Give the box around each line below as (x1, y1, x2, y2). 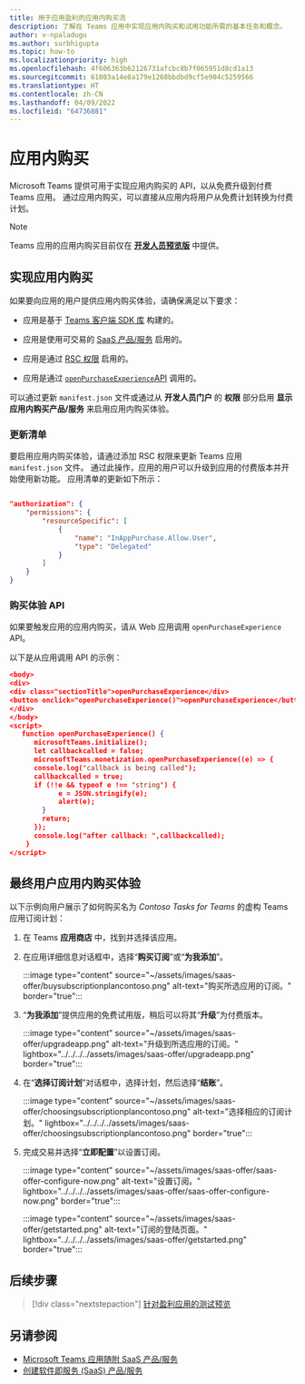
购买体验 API (9, 598, 65, 611)
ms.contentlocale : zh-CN (9, 89, 103, 98)
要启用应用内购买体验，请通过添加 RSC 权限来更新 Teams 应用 (9, 451, 242, 462)
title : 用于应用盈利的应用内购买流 (9, 13, 126, 23)
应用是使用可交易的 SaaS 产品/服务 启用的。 (22, 334, 188, 344)
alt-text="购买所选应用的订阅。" (172, 981, 292, 992)
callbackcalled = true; (33, 771, 124, 781)
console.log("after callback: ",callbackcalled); (33, 830, 225, 840)
